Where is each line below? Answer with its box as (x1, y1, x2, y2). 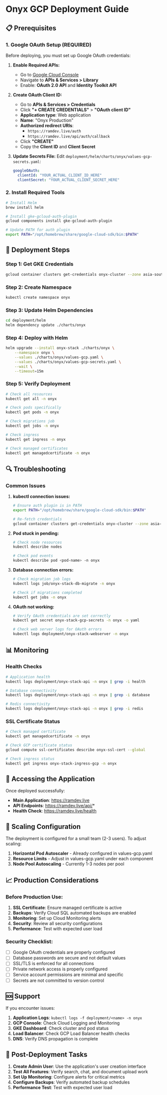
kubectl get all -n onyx (5, 396, 57, 401)
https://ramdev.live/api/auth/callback (27, 134, 111, 139)
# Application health (5, 674, 51, 679)
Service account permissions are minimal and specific (12, 971, 123, 978)
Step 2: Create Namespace (5, 284, 72, 291)
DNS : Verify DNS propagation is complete (12, 1036, 98, 1042)
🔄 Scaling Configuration (5, 822, 81, 831)
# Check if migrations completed (12, 590, 82, 595)
